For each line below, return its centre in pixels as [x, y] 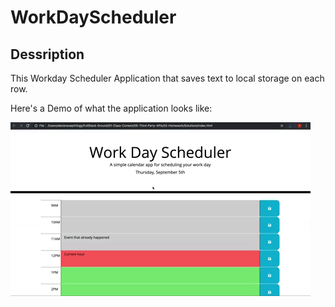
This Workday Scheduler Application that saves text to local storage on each [167, 78]
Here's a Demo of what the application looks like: [111, 108]
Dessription [47, 54]
